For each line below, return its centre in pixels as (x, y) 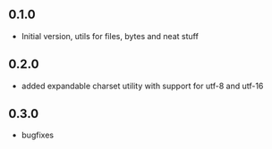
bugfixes (38, 135)
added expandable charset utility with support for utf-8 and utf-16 (142, 86)
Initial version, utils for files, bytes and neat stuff (110, 36)
